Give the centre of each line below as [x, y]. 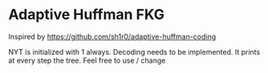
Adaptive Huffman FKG [87, 15]
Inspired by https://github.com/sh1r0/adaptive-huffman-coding [112, 36]
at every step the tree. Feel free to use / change [87, 60]
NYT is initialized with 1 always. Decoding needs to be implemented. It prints [134, 52]
